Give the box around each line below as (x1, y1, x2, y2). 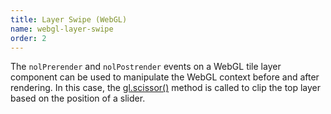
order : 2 (10, 33, 47, 43)
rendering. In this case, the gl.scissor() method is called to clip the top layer (10, 82, 322, 94)
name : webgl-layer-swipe (10, 24, 114, 34)
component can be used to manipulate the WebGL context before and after (10, 71, 320, 83)
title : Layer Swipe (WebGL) (10, 14, 128, 25)
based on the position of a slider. (10, 92, 146, 105)
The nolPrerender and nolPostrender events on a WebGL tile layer (10, 61, 282, 73)
